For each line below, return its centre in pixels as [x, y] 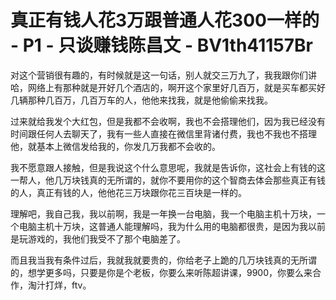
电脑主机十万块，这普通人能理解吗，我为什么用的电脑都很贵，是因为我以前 [172, 226]
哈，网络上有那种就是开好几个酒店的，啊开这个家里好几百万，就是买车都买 [163, 87]
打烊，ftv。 [68, 285]
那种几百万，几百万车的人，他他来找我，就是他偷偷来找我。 [150, 100]
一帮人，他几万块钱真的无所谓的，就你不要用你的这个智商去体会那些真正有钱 [168, 180]
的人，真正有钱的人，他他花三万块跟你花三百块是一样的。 [128, 192]
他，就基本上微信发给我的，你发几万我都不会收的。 [115, 146]
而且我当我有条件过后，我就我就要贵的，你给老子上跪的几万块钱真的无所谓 [163, 260]
